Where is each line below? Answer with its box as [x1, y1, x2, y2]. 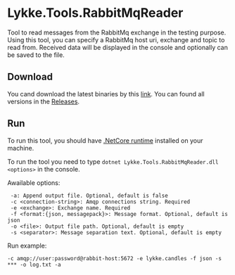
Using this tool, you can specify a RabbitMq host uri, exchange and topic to [7, 35, 225, 44]
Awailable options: [7, 178, 61, 187]
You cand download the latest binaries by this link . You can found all [7, 89, 205, 98]
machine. [7, 143, 34, 152]
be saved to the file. [7, 51, 65, 59]
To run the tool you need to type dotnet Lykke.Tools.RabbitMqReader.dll [7, 157, 219, 166]
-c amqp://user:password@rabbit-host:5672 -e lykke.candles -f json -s [7, 255, 222, 262]
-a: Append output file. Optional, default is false [10, 192, 169, 199]
